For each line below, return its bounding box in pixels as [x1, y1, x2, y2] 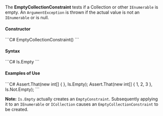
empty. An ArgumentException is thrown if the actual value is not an [5, 9, 140, 15]
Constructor [5, 26, 31, 31]
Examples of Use [5, 70, 40, 76]
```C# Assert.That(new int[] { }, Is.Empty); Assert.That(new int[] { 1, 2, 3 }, [5, 81, 153, 87]
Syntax [5, 48, 20, 54]
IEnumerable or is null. [5, 15, 49, 20]
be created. [5, 106, 28, 112]
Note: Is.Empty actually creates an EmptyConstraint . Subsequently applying [5, 96, 158, 102]
